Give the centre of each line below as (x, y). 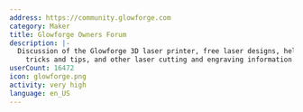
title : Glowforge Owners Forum (68, 34)
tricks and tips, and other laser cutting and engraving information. (161, 60)
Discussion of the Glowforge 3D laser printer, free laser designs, (149, 51)
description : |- (40, 43)
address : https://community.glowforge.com (90, 18)
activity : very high (48, 85)
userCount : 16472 (42, 69)
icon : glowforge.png (48, 77)
